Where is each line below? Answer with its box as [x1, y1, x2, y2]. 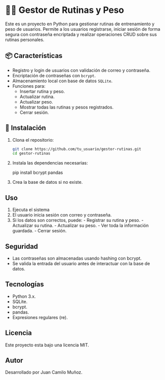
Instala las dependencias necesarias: [12, 160, 88, 166]
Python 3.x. [12, 293, 36, 299]
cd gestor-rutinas [12, 151, 51, 156]
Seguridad [5, 242, 38, 251]
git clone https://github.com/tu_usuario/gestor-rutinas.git [12, 146, 142, 152]
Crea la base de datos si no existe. [12, 179, 83, 185]
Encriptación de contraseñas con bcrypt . [12, 72, 96, 78]
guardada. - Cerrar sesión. [12, 228, 67, 234]
